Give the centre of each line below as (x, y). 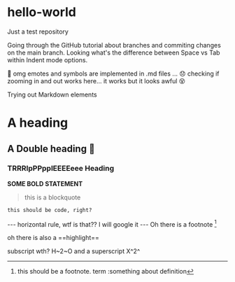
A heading (38, 123)
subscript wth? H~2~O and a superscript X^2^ (74, 251)
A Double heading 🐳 (51, 149)
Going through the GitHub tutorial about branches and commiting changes (114, 45)
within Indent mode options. (48, 59)
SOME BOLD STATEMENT (45, 183)
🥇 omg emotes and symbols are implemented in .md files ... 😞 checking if (113, 73)
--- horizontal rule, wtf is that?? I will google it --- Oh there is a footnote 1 (112, 223)
